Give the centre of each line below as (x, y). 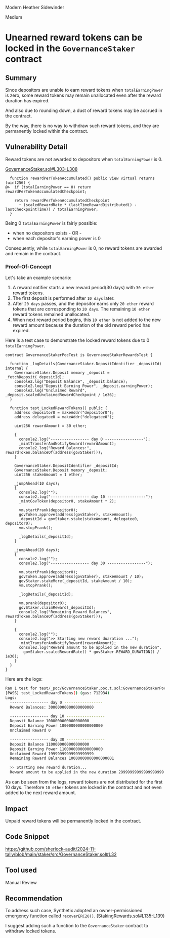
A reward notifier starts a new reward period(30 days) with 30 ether (83, 288)
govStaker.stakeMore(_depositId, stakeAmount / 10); (75, 581)
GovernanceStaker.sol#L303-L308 (41, 169)
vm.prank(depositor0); (42, 603)
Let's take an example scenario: (38, 278)
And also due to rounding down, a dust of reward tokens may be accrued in (84, 110)
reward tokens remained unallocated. (51, 315)
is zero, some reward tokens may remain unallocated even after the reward (83, 95)
